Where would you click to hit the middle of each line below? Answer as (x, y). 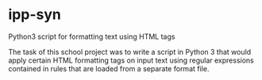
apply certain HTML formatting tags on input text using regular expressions (131, 60)
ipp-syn (35, 15)
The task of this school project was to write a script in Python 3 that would (130, 51)
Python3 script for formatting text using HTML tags (92, 36)
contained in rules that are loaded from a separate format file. (109, 68)
